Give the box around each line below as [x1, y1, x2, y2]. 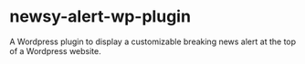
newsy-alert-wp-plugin [9, 6, 192, 27]
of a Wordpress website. [9, 45, 102, 56]
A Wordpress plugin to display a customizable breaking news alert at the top [9, 36, 297, 47]
